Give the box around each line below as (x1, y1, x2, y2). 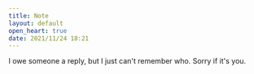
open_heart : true (8, 27, 68, 35)
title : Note (8, 11, 49, 20)
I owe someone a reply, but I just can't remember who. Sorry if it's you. (8, 56, 247, 66)
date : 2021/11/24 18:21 (8, 34, 90, 43)
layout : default (8, 19, 63, 27)
